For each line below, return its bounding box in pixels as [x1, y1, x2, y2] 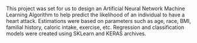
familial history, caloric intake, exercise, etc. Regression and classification [6, 24, 184, 31]
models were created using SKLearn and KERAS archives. [6, 30, 146, 37]
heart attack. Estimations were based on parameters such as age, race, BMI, [6, 18, 191, 24]
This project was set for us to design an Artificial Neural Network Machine [6, 5, 185, 12]
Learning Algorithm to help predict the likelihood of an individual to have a [6, 11, 185, 18]
